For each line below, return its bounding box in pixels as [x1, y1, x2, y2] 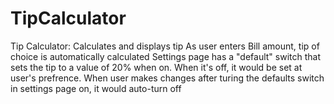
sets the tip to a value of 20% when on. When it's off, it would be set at [10, 61, 303, 73]
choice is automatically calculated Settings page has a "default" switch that [10, 50, 322, 62]
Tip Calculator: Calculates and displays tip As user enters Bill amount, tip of [10, 40, 320, 52]
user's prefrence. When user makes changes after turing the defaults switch [10, 72, 325, 84]
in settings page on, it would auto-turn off [10, 82, 182, 94]
